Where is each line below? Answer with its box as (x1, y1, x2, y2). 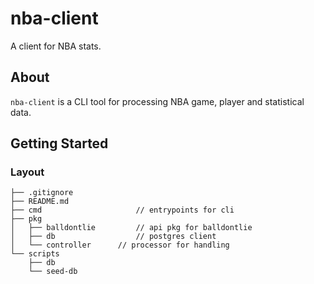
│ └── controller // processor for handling (10, 240, 230, 251)
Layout (10, 165, 45, 179)
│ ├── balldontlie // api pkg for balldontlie (10, 223, 253, 233)
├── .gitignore (10, 188, 74, 198)
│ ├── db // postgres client (10, 232, 217, 242)
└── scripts (10, 249, 60, 259)
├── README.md (10, 197, 70, 207)
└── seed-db (28, 267, 78, 277)
